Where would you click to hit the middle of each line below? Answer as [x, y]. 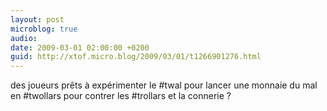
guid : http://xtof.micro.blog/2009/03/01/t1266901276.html [136, 57]
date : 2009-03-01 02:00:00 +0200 [80, 47]
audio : [24, 38]
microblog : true [44, 29]
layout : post [37, 19]
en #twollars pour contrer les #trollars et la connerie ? [121, 96]
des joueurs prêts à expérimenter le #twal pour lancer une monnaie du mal [164, 85]
